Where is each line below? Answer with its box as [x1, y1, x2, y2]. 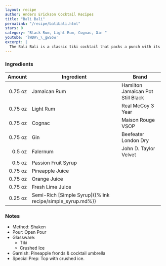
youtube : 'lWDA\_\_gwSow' [5, 35, 58, 40]
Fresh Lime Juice [32, 183, 72, 190]
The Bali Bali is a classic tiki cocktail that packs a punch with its [9, 44, 161, 49]
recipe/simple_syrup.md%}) [32, 198, 96, 204]
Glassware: [12, 234, 36, 241]
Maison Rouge [121, 116, 155, 123]
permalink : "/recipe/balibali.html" [5, 21, 81, 26]
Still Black [121, 94, 144, 101]
